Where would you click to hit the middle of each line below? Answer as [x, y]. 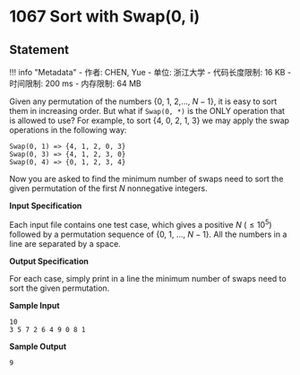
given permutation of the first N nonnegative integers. [108, 188]
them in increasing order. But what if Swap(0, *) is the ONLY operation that [147, 111]
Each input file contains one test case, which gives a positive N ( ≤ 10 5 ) [141, 224]
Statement [39, 50]
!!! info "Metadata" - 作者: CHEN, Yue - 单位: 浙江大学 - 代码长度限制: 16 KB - [150, 72]
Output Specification [49, 261]
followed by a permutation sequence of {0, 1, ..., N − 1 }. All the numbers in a [148, 234]
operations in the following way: [68, 130]
